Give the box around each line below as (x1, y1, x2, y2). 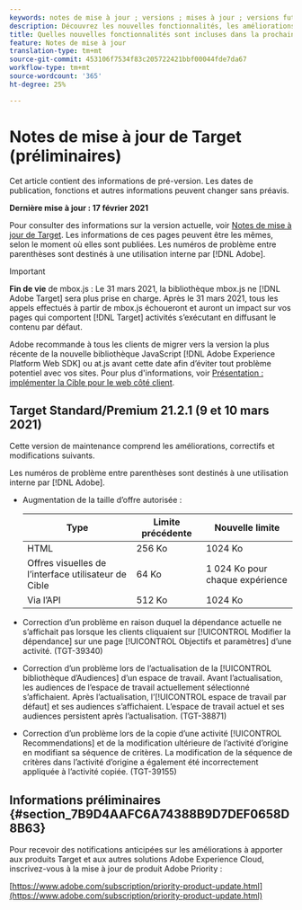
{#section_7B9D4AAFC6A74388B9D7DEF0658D (9, 806, 290, 822)
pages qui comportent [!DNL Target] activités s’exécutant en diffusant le (9, 312, 277, 322)
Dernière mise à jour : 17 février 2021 (9, 202, 149, 213)
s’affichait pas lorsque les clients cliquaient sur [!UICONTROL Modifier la (22, 626, 291, 638)
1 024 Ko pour (205, 562, 268, 575)
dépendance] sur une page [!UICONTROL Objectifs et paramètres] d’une (22, 636, 292, 647)
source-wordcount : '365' (9, 72, 102, 81)
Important (9, 266, 46, 277)
